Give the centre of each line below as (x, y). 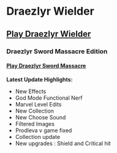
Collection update (37, 136)
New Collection (34, 111)
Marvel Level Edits (38, 104)
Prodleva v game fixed (43, 130)
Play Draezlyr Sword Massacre (46, 66)
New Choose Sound (40, 117)
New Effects (31, 91)
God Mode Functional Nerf (49, 98)
